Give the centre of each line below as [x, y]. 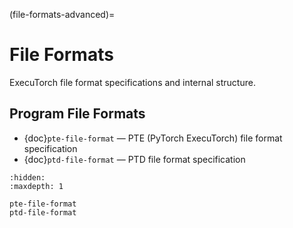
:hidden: [27, 177]
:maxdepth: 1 [36, 186]
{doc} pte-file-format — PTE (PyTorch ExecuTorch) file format [153, 138]
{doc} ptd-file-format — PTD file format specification [134, 159]
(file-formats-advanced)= [62, 14]
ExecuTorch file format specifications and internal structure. [132, 82]
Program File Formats [77, 114]
